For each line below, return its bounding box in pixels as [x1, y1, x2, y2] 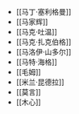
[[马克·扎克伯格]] [15, 37, 72, 47]
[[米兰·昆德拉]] [15, 77, 64, 87]
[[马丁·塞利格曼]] [15, 7, 72, 16]
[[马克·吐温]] [15, 27, 58, 36]
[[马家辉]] [15, 17, 48, 26]
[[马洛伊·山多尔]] [15, 47, 72, 56]
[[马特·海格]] [15, 57, 58, 67]
